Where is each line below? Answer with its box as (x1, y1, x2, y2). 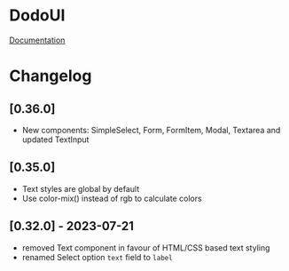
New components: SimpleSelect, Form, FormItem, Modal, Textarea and (21, 124, 281, 135)
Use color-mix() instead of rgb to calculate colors (21, 193, 202, 203)
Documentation (9, 35, 66, 45)
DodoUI (9, 5, 66, 26)
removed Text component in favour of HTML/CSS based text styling (21, 242, 270, 253)
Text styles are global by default (21, 183, 140, 194)
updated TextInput (21, 134, 90, 145)
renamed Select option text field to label (21, 251, 173, 262)
